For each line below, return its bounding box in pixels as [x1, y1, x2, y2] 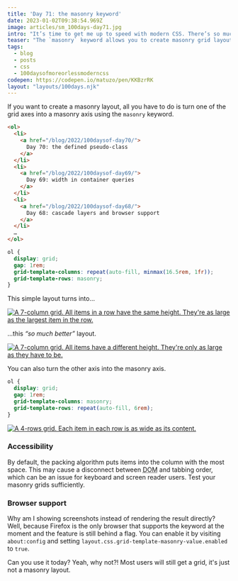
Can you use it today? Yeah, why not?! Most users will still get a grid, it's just [7, 558, 230, 567]
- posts [13, 57, 37, 64]
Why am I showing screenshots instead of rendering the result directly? [7, 514, 216, 523]
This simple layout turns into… [7, 294, 96, 303]
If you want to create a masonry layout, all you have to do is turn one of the [7, 102, 227, 111]
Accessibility [7, 441, 54, 451]
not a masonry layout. [7, 565, 71, 575]
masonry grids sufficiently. [7, 480, 85, 489]
